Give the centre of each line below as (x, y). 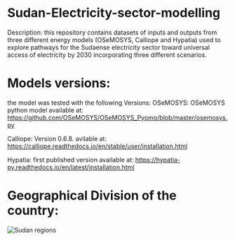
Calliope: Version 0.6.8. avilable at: (57, 138)
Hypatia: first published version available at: (70, 159)
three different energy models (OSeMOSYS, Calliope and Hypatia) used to (114, 39)
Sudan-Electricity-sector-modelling (114, 13)
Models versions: (59, 83)
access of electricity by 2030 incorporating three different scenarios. (107, 55)
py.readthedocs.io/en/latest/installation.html (71, 167)
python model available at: (46, 110)
